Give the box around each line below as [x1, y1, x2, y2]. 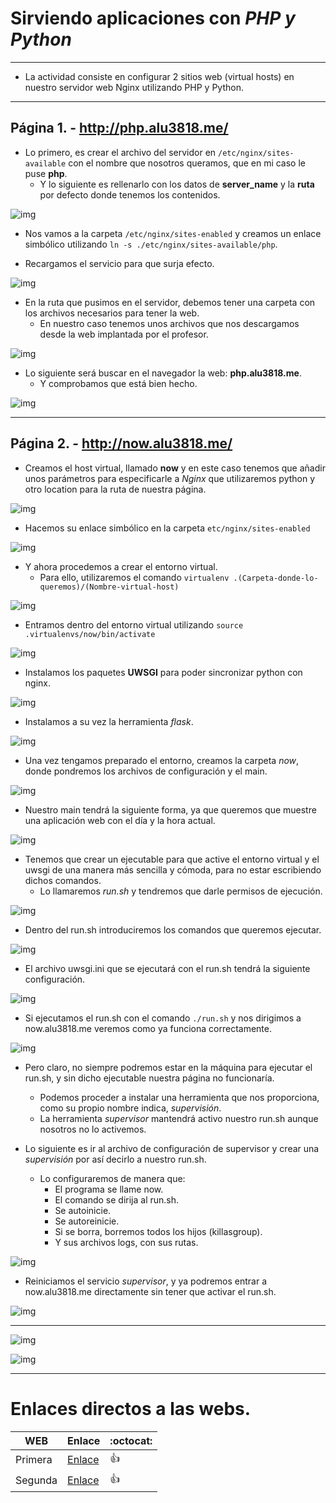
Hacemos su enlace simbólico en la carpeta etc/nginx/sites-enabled [24, 522, 311, 534]
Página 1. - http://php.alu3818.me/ [10, 120, 229, 137]
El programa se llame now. [54, 1183, 164, 1195]
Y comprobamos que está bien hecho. [39, 377, 198, 389]
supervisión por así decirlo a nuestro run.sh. [24, 1153, 207, 1165]
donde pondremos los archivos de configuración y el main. [24, 765, 268, 777]
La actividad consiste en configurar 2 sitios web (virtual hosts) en [24, 70, 295, 82]
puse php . [24, 167, 68, 179]
